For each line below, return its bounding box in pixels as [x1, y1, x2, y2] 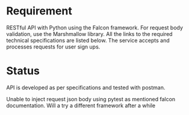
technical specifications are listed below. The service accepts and [6, 37, 170, 44]
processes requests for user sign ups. [6, 43, 101, 50]
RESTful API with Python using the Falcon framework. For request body [6, 24, 184, 31]
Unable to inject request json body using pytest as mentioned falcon [6, 95, 176, 102]
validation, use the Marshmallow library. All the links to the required [6, 30, 173, 37]
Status [6, 64, 40, 78]
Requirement [6, 4, 72, 18]
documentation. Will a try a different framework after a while [6, 102, 156, 109]
